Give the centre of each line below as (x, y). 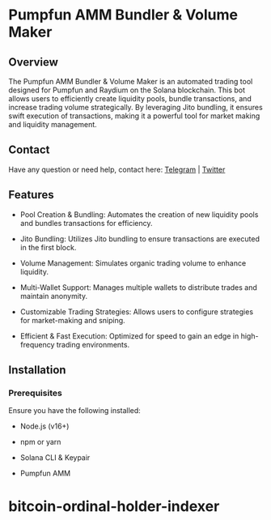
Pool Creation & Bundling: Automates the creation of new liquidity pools (139, 214)
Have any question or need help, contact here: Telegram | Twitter (117, 169)
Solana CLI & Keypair (55, 458)
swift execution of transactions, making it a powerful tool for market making (134, 116)
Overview (34, 62)
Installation (37, 370)
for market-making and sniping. (72, 320)
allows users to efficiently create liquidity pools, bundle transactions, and (130, 98)
